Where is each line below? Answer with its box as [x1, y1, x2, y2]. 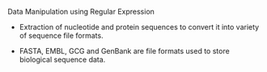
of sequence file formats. [19, 31, 104, 40]
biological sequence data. [19, 55, 106, 64]
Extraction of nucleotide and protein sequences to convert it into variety [19, 22, 260, 31]
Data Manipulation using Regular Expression [7, 7, 155, 16]
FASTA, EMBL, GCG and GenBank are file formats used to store [19, 46, 230, 55]
